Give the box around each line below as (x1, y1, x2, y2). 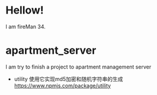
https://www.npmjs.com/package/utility (14, 82, 111, 89)
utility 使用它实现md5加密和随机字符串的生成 (14, 75, 123, 83)
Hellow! (5, 4, 44, 17)
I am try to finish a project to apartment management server (5, 63, 152, 70)
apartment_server (5, 44, 97, 57)
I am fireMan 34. (5, 23, 46, 30)
